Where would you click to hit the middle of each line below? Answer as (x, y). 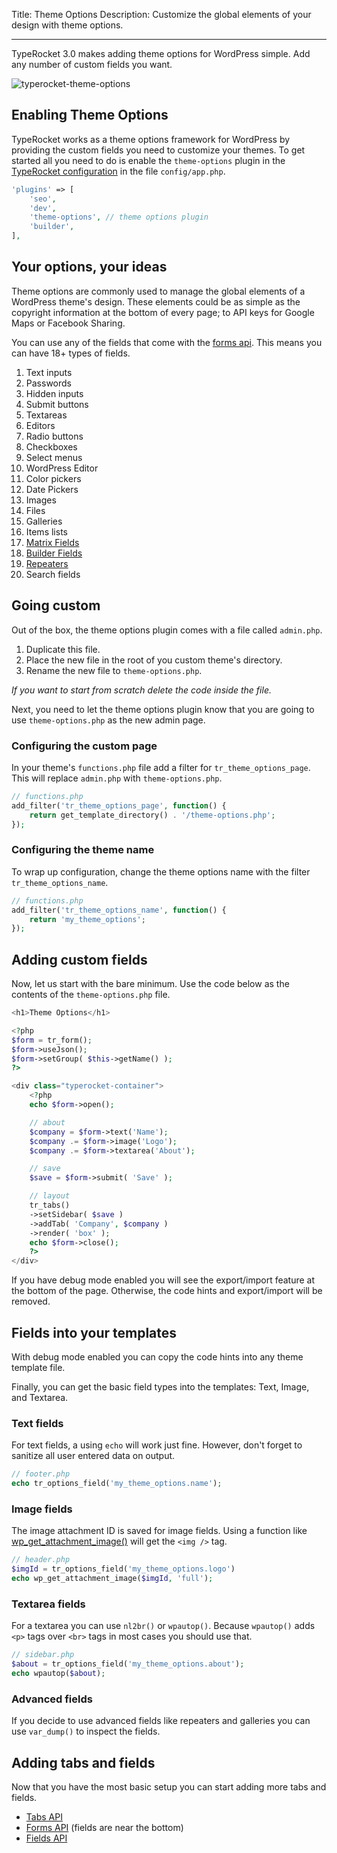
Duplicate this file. (63, 649)
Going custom (56, 605)
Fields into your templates (94, 1332)
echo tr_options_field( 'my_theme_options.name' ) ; (117, 1484)
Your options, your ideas (89, 267)
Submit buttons (57, 404)
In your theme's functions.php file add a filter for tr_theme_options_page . (161, 767)
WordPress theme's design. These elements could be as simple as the (156, 301)
